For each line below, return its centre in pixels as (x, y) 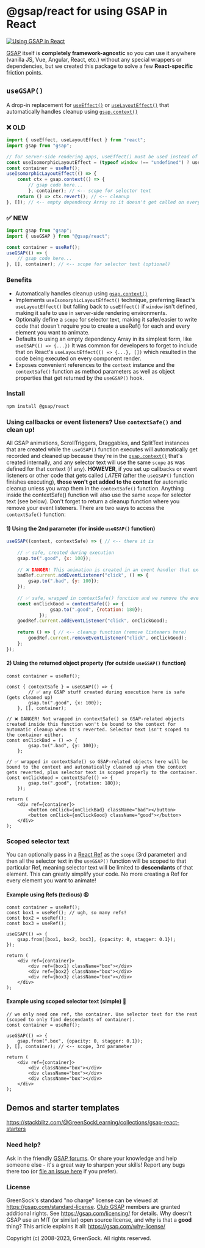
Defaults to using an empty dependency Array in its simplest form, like (103, 339)
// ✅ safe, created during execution (66, 552)
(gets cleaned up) (30, 697)
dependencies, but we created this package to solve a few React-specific (100, 66)
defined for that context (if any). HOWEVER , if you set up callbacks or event (102, 468)
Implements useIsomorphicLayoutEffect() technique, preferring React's (105, 300)
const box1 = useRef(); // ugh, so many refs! (67, 913)
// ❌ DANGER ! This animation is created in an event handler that (104, 570)
